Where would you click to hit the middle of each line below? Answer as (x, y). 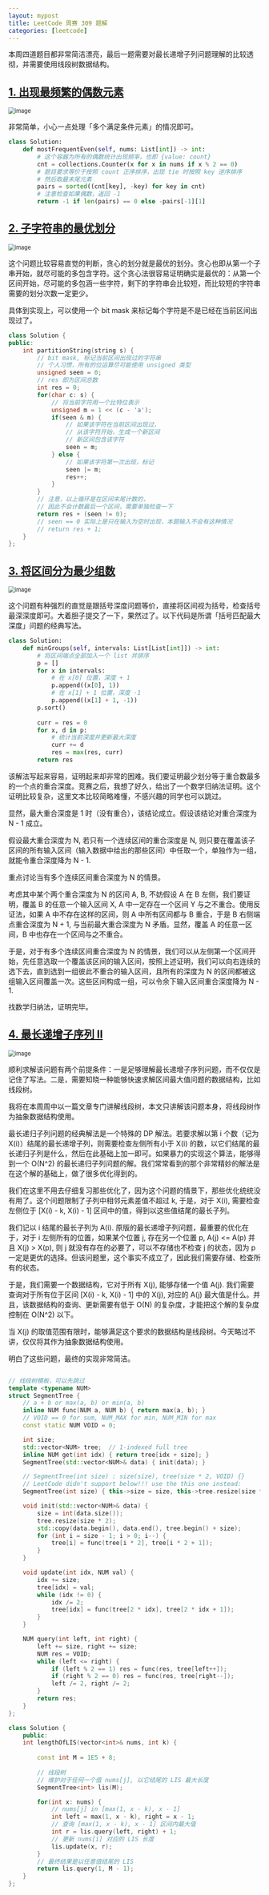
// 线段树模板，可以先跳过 (47, 1381)
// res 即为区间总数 (68, 380)
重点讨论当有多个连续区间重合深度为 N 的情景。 (87, 877)
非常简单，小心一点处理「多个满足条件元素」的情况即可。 (103, 127)
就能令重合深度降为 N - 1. (50, 860)
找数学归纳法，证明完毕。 (50, 1006)
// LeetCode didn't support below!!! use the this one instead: (132, 1484)
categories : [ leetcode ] (48, 30)
